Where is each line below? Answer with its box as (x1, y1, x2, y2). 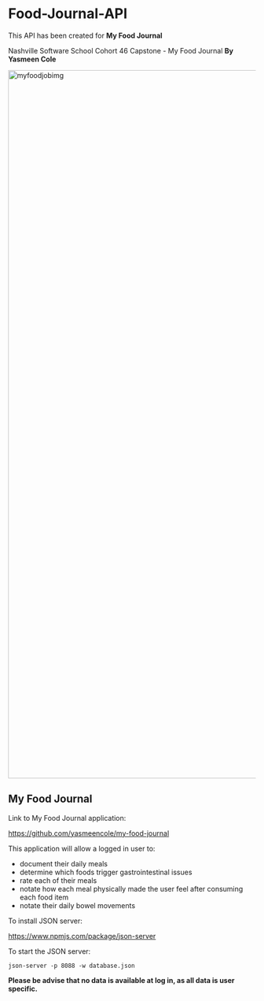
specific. (8, 984, 38, 993)
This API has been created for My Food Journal (8, 31, 163, 40)
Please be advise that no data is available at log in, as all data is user (8, 975, 235, 984)
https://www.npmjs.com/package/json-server (8, 931, 156, 940)
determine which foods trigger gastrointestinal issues (19, 867, 192, 877)
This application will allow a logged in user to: (8, 844, 156, 853)
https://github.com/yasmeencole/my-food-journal (8, 828, 170, 838)
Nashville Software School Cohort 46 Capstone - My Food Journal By (8, 46, 234, 55)
